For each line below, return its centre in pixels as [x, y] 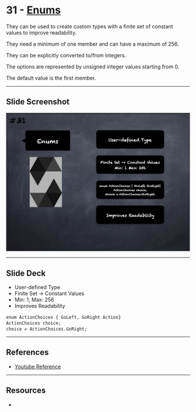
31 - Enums [34, 10]
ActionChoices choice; [34, 323]
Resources [26, 391]
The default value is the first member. [51, 78]
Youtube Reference [38, 366]
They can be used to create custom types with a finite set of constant [90, 26]
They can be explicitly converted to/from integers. [66, 55]
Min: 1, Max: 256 [34, 300]
